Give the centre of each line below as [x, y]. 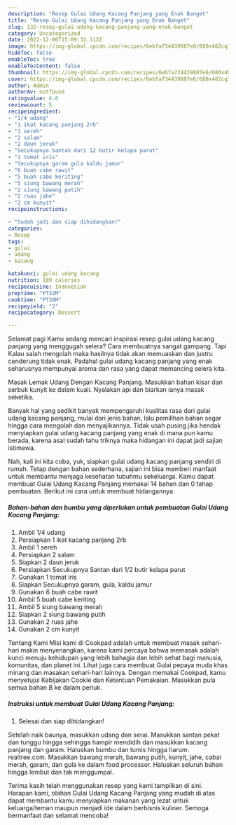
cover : [18, 79]
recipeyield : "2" [33, 306]
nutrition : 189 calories [44, 280]
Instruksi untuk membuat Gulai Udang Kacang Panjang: [91, 703]
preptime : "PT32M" [35, 293]
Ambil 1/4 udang [42, 533]
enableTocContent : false [44, 66]
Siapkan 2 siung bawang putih [62, 615]
